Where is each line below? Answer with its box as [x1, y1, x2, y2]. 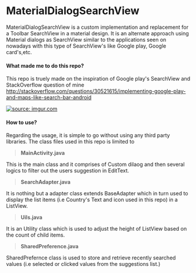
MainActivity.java [20, 149, 65, 157]
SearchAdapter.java [20, 178, 71, 186]
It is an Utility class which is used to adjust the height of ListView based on [6, 225, 187, 232]
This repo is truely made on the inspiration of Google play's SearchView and [6, 75, 191, 82]
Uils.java [20, 214, 43, 221]
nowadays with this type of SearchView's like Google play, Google [6, 42, 167, 49]
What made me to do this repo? [6, 62, 84, 69]
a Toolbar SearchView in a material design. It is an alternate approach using [6, 29, 190, 36]
